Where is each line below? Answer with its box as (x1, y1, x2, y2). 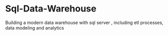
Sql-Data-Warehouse (5, 3, 97, 14)
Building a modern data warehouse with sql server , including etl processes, (5, 19, 163, 25)
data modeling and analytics (5, 24, 64, 30)
